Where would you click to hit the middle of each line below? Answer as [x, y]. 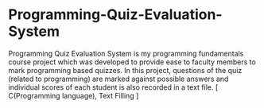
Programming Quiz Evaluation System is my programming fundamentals [126, 53]
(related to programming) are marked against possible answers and [118, 79]
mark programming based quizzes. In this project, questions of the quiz [125, 70]
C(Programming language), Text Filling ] [74, 95]
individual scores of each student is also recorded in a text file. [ [113, 87]
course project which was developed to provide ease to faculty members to [132, 62]
